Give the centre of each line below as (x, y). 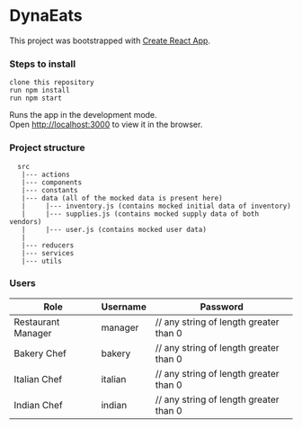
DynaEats (46, 16)
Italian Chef (38, 379)
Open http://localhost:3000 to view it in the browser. (106, 125)
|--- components (52, 182)
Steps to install (43, 64)
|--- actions (45, 174)
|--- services (48, 253)
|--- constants (49, 190)
